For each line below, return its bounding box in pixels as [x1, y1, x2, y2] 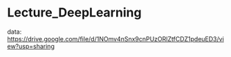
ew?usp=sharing [7, 42, 55, 50]
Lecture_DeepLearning [7, 5, 142, 21]
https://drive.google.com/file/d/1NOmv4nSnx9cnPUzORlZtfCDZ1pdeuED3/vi [7, 34, 225, 43]
